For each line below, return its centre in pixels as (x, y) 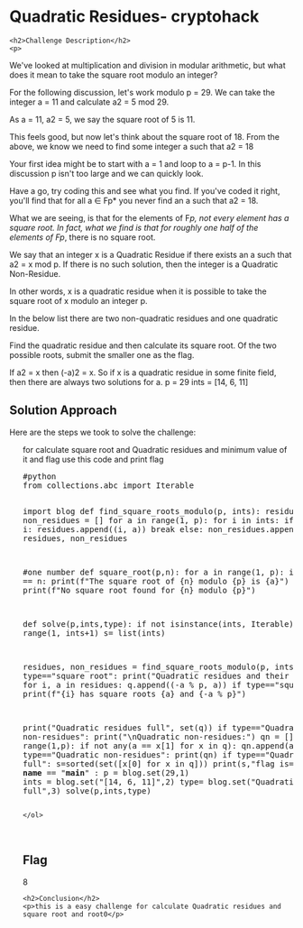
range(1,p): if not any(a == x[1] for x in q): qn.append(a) (161, 745)
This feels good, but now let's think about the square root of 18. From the (144, 136)
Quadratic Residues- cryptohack (134, 17)
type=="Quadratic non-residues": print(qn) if (127, 754)
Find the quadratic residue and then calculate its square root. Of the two (143, 345)
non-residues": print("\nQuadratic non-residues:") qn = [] (158, 736)
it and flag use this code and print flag (93, 459)
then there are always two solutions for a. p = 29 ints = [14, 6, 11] (129, 381)
